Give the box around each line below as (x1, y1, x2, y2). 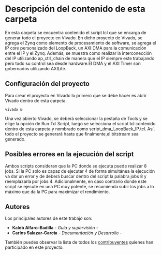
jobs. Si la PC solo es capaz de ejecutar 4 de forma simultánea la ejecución (5, 168, 155, 174)
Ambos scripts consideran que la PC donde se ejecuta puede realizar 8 (5, 163, 147, 169)
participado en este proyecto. (5, 244, 64, 250)
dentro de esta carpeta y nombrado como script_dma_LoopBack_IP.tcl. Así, (5, 126, 155, 132)
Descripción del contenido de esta (5, 3, 146, 15)
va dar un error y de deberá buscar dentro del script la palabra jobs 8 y (5, 173, 146, 179)
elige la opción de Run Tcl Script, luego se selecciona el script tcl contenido (5, 120, 156, 126)
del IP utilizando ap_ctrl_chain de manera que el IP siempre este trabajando (5, 55, 155, 61)
